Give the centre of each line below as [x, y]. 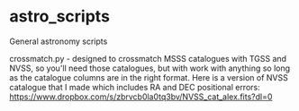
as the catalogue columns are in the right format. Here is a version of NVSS [149, 77]
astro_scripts [60, 17]
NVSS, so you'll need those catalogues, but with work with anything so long [150, 68]
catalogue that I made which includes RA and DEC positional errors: [135, 87]
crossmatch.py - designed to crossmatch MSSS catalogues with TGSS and [148, 58]
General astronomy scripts [59, 41]
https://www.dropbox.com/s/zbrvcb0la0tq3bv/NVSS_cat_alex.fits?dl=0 [141, 97]
